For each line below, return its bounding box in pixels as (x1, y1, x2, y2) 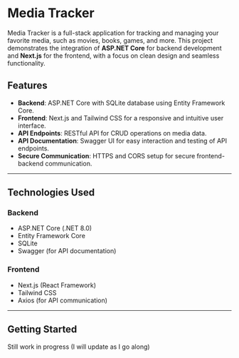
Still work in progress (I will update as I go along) (7, 342, 151, 351)
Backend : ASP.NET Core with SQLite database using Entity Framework (17, 98, 225, 107)
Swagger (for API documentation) (17, 247, 117, 255)
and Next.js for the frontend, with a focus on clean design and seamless (7, 51, 220, 60)
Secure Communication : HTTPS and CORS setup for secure (17, 151, 196, 160)
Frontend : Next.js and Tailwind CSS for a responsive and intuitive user (17, 113, 224, 122)
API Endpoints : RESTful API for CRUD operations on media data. (17, 128, 207, 137)
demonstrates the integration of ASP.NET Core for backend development (7, 44, 222, 52)
